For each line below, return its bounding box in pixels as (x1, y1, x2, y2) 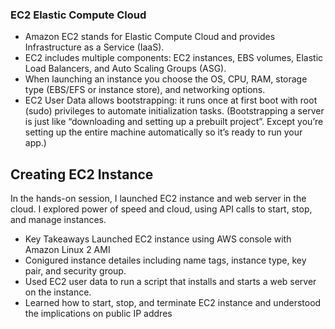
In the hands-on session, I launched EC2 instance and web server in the (10, 193, 307, 205)
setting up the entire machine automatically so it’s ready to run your (24, 126, 303, 138)
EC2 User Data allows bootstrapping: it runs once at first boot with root (24, 94, 318, 107)
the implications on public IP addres (24, 308, 173, 320)
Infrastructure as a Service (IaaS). (24, 41, 165, 53)
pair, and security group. (24, 265, 127, 277)
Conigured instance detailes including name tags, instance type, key (24, 254, 307, 267)
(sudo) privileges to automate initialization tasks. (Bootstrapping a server (24, 105, 325, 117)
